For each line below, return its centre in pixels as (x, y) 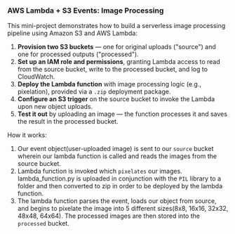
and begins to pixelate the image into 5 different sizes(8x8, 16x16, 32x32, (123, 209)
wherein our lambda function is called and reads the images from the (117, 156)
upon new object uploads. (55, 107)
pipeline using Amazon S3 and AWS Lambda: (73, 33)
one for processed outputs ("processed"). (78, 54)
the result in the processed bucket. (68, 122)
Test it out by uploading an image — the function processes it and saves (122, 114)
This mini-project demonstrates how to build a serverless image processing (116, 26)
